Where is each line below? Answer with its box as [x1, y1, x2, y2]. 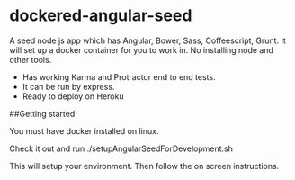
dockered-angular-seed [9, 5, 192, 26]
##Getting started [9, 108, 76, 119]
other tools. [9, 54, 52, 65]
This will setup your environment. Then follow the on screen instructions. [9, 160, 280, 171]
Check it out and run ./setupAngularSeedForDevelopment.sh [9, 143, 234, 154]
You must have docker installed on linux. [9, 125, 159, 136]
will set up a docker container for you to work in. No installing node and [9, 44, 274, 55]
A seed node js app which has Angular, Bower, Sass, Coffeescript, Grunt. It [9, 35, 286, 46]
